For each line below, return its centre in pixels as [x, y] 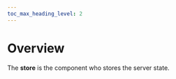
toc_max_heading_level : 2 [45, 14]
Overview [36, 48]
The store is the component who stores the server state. [88, 68]
